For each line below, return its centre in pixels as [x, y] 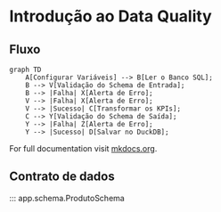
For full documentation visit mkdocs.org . [83, 148]
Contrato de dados [62, 177]
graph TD [25, 69]
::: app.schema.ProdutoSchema [67, 198]
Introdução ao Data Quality [110, 16]
